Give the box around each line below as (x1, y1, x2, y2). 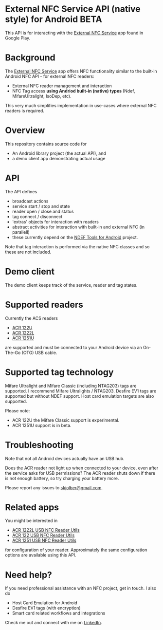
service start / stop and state (12, 203, 70, 209)
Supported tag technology (5, 367, 114, 378)
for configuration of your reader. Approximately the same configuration (5, 547, 147, 553)
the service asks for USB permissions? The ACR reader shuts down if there (5, 470, 156, 476)
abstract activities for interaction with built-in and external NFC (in (12, 224, 145, 230)
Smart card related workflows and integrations (12, 610, 106, 616)
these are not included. (5, 249, 52, 255)
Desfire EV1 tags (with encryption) (12, 605, 81, 611)
